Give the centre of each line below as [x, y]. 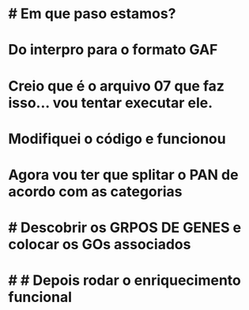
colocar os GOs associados [100, 245]
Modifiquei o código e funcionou [117, 138]
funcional [40, 297]
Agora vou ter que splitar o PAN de [123, 175]
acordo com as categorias [96, 191]
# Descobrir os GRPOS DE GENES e [125, 228]
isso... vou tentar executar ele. [111, 103]
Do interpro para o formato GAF [113, 50]
